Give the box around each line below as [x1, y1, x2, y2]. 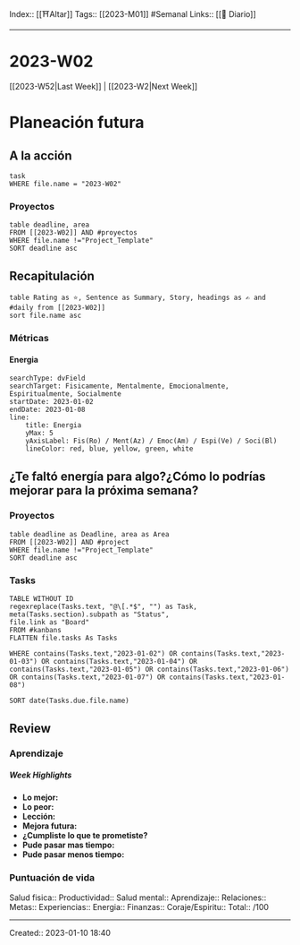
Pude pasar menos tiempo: [21, 849, 125, 860]
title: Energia [25, 421, 82, 430]
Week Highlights [9, 769, 72, 780]
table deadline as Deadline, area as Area [9, 529, 170, 538]
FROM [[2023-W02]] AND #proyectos [9, 228, 138, 237]
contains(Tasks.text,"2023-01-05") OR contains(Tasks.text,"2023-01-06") [9, 665, 290, 674]
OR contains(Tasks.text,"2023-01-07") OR [9, 673, 166, 682]
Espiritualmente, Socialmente [9, 390, 122, 399]
